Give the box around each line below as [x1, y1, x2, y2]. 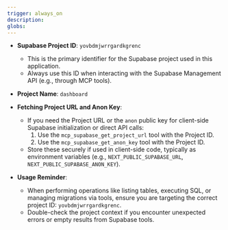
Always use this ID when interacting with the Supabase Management [27, 69, 221, 77]
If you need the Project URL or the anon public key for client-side [27, 116, 209, 125]
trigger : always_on [7, 10, 63, 17]
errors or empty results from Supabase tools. [27, 216, 155, 224]
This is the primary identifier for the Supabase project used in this [27, 55, 213, 63]
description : [7, 16, 45, 23]
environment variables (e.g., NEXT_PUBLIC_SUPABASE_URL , [27, 153, 183, 161]
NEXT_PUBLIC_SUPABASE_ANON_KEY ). [27, 160, 121, 168]
